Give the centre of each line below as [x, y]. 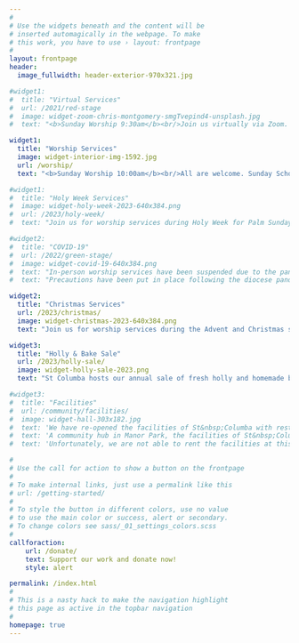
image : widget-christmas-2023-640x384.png [97, 321]
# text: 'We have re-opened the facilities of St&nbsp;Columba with [141, 428]
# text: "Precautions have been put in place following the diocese [141, 280]
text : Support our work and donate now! [101, 559]
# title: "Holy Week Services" [69, 198]
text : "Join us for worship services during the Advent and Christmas [151, 329]
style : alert [49, 567]
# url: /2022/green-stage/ [61, 255]
